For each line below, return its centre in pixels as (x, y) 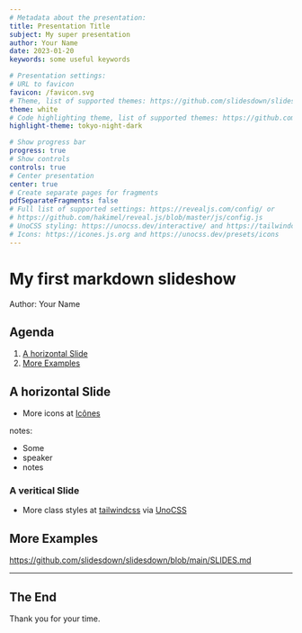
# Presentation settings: (58, 76)
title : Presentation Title (60, 26)
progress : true (38, 151)
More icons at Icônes (61, 413)
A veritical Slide (44, 491)
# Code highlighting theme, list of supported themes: (114, 118)
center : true (34, 184)
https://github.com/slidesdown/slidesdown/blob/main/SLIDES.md (130, 560)
